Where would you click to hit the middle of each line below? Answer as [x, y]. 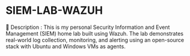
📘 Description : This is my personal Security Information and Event [88, 27]
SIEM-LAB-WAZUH [54, 11]
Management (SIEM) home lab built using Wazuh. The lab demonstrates [95, 33]
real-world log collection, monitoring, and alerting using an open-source [95, 40]
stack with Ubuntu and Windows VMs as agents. [66, 46]
